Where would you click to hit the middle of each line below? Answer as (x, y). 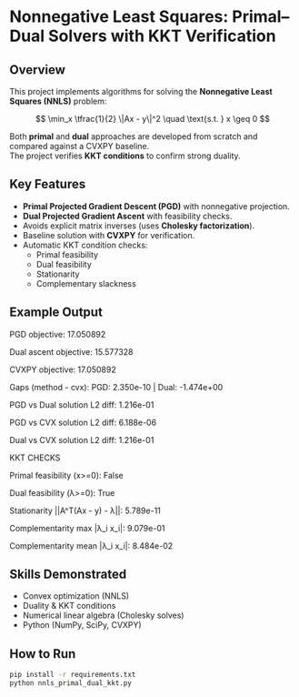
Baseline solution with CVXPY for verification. (109, 235)
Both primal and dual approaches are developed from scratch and (134, 136)
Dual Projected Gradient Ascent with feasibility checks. (127, 216)
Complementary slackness (86, 283)
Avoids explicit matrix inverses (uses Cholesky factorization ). (139, 226)
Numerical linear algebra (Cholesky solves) (103, 615)
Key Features (48, 184)
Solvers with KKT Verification (162, 36)
